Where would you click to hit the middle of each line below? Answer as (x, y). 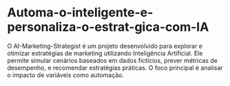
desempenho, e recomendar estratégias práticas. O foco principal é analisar (115, 68)
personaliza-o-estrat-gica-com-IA (108, 27)
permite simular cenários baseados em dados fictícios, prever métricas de (113, 60)
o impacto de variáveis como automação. (66, 75)
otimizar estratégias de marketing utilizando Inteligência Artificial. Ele (105, 53)
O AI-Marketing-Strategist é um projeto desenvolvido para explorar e (105, 46)
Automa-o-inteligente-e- (80, 13)
